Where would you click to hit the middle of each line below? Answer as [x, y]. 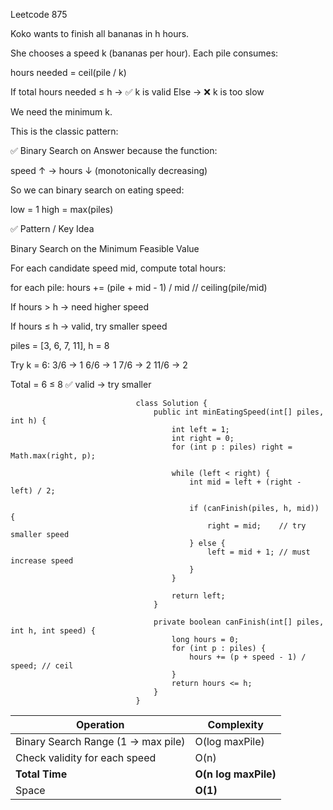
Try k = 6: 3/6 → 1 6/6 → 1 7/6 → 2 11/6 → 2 [99, 365]
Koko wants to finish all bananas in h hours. [100, 33]
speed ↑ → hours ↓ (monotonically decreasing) [109, 170]
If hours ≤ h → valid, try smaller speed [89, 326]
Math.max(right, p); [53, 456]
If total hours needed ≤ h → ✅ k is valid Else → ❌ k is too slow [137, 92]
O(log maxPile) [229, 741]
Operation [100, 724]
